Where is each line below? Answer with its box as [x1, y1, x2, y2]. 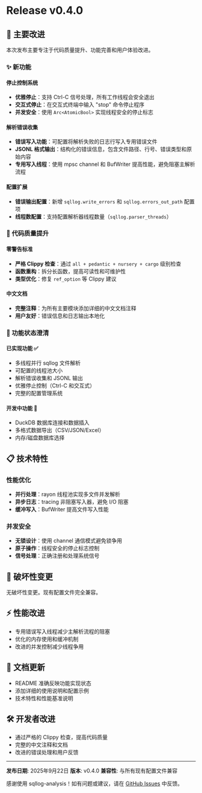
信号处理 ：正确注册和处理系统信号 [14, 552, 100, 559]
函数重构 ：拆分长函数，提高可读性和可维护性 [14, 267, 126, 275]
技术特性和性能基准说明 [14, 695, 73, 702]
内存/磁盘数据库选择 [14, 434, 65, 441]
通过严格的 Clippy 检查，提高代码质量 [14, 734, 108, 741]
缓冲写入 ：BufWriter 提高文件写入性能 [14, 505, 109, 513]
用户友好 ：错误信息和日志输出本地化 [14, 312, 105, 319]
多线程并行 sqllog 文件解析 [14, 359, 81, 366]
